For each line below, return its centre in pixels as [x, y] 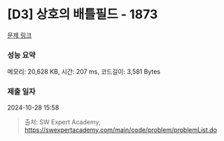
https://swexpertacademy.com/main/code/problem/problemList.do [121, 130]
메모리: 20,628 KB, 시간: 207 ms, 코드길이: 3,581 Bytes [84, 72]
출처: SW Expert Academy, [62, 122]
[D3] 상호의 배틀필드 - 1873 [83, 14]
